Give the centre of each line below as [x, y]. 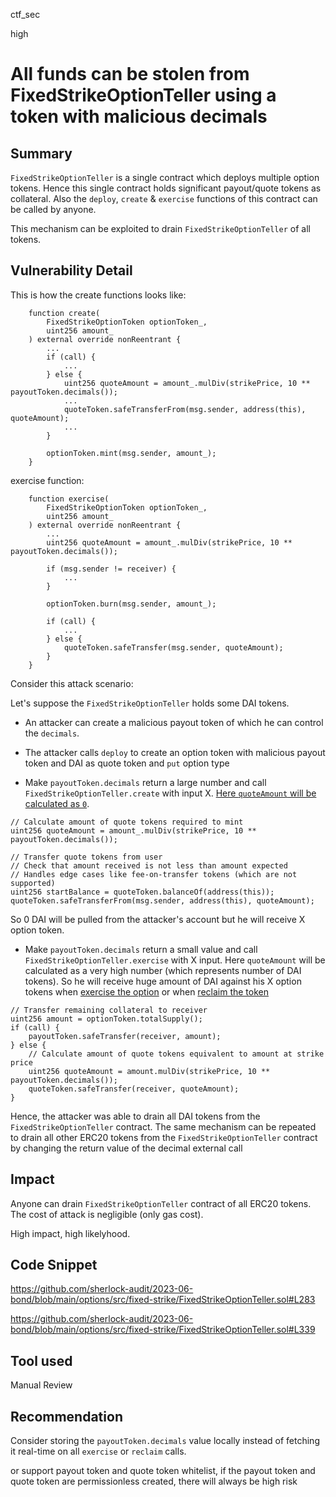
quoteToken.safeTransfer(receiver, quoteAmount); [134, 1089]
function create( [64, 313]
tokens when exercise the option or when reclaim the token [146, 991]
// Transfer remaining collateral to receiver [109, 1010]
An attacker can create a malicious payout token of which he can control [174, 722]
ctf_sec [25, 14]
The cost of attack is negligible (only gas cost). [107, 1214]
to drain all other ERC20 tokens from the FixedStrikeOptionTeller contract [164, 1137]
